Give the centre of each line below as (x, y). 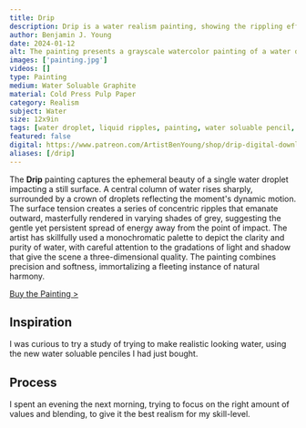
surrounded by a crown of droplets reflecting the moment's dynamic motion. (153, 199)
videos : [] (30, 69)
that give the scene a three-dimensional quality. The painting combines (143, 257)
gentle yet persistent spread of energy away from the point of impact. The (148, 228)
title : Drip (32, 18)
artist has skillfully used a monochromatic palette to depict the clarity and (147, 237)
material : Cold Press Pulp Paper (73, 94)
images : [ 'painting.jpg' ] (58, 60)
